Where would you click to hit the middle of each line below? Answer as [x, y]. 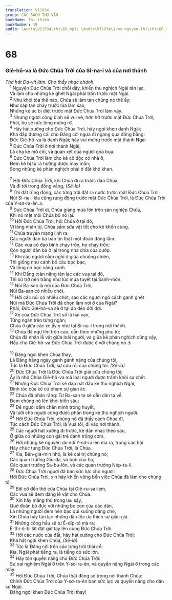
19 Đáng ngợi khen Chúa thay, [41, 354]
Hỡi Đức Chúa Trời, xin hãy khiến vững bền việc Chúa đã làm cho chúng [86, 477]
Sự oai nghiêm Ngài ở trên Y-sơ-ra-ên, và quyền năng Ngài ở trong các [85, 564]
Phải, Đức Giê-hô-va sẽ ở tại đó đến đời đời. [56, 308]
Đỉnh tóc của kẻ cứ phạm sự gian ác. [48, 389]
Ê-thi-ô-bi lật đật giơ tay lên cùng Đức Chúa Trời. [61, 528]
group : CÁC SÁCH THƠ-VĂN [32, 15]
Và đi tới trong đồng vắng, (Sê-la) [45, 186]
